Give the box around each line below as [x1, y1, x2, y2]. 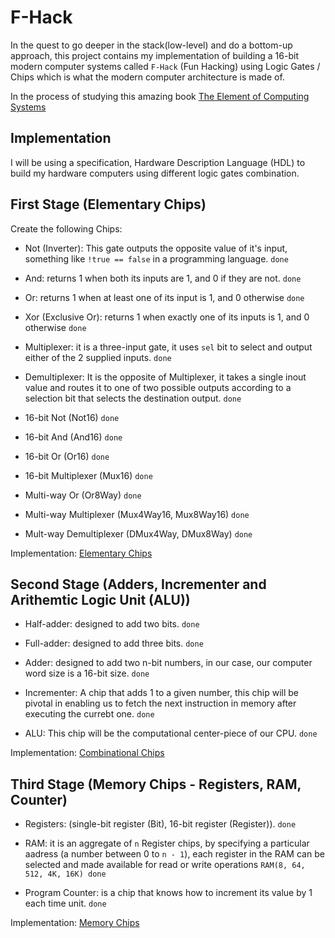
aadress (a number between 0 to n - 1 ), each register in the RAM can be [24, 848, 325, 860]
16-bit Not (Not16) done [24, 411, 120, 423]
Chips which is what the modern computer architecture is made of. [10, 71, 285, 83]
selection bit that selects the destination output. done [24, 392, 242, 404]
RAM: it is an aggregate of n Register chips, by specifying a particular [24, 837, 310, 850]
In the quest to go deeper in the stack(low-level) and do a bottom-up [10, 39, 293, 51]
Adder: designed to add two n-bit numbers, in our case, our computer [24, 657, 313, 669]
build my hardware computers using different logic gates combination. [10, 167, 300, 179]
